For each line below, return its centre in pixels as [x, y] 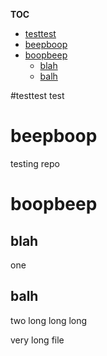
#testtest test [37, 95]
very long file [37, 340]
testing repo [35, 163]
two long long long [49, 320]
